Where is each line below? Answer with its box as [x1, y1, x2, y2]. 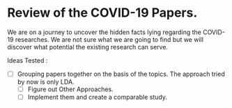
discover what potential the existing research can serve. [7, 43, 169, 51]
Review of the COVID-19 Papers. [7, 5, 198, 21]
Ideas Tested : [7, 56, 48, 64]
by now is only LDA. [17, 78, 75, 86]
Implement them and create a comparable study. [27, 93, 167, 102]
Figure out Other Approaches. [27, 85, 114, 93]
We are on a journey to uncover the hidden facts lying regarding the [7, 28, 202, 36]
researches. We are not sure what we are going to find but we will [15, 35, 204, 43]
